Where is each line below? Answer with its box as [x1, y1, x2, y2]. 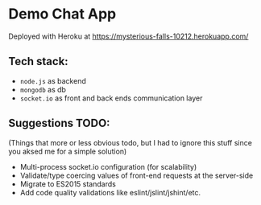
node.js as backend [19, 76, 86, 85]
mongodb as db [19, 84, 67, 94]
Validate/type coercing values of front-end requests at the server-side [19, 170, 254, 180]
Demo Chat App [8, 5, 117, 23]
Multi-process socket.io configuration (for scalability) [19, 162, 197, 171]
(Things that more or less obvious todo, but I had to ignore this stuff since [8, 137, 252, 147]
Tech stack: [8, 55, 68, 68]
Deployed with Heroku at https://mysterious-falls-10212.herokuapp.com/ [8, 31, 249, 41]
